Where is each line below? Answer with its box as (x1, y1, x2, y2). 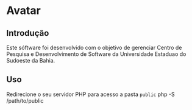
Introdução (6, 28, 49, 38)
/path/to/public (6, 97, 44, 104)
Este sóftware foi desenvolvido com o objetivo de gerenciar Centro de (6, 44, 182, 51)
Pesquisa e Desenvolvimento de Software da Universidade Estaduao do (6, 50, 187, 58)
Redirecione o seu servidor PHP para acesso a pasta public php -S (6, 91, 175, 98)
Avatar (6, 4, 41, 18)
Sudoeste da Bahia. (6, 57, 55, 64)
